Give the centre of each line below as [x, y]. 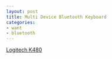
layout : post [22, 11]
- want [14, 28]
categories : [21, 22]
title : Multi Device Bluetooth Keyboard [57, 17]
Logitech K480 [24, 50]
